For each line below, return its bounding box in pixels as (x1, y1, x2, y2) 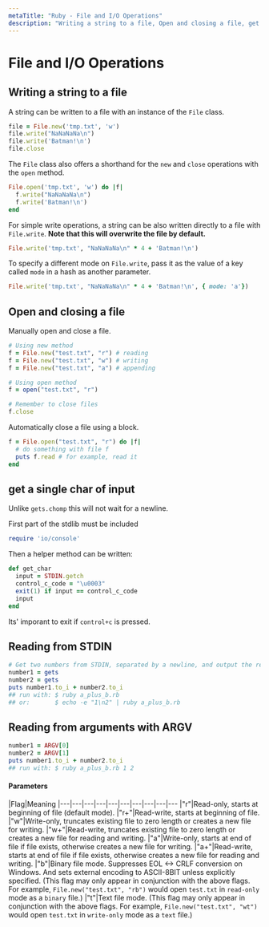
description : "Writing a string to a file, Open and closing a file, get (8, 19, 260, 27)
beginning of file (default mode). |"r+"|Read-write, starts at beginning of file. (8, 808, 260, 818)
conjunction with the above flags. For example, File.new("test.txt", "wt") (8, 901, 258, 911)
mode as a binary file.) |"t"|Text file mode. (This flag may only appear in (8, 893, 246, 903)
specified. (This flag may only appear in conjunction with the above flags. (8, 876, 251, 886)
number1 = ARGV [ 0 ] (8, 742, 70, 750)
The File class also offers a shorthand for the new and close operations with (8, 160, 259, 168)
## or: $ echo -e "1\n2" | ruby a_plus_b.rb (8, 698, 181, 706)
